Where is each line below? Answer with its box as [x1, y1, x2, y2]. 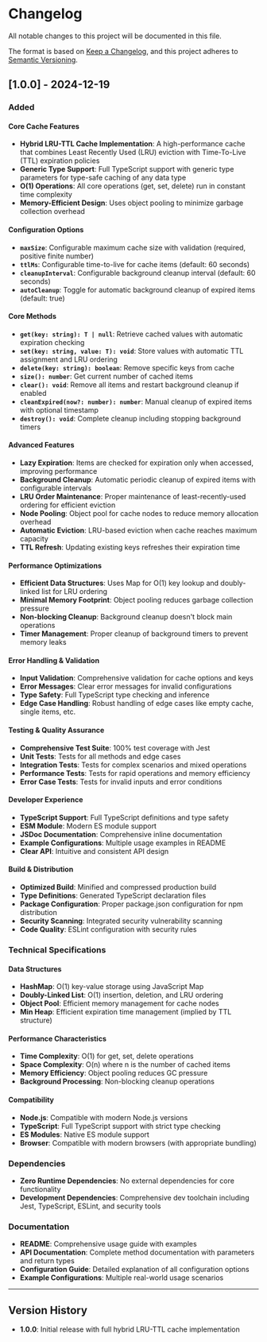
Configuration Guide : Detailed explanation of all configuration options [19, 1265, 250, 1274]
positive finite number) [19, 251, 94, 261]
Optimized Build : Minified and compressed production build [19, 882, 217, 892]
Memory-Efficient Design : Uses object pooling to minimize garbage [19, 198, 244, 208]
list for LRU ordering [41, 587, 108, 596]
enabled [19, 388, 47, 398]
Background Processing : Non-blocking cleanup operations [19, 1076, 215, 1086]
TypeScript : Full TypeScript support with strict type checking [19, 1121, 221, 1131]
